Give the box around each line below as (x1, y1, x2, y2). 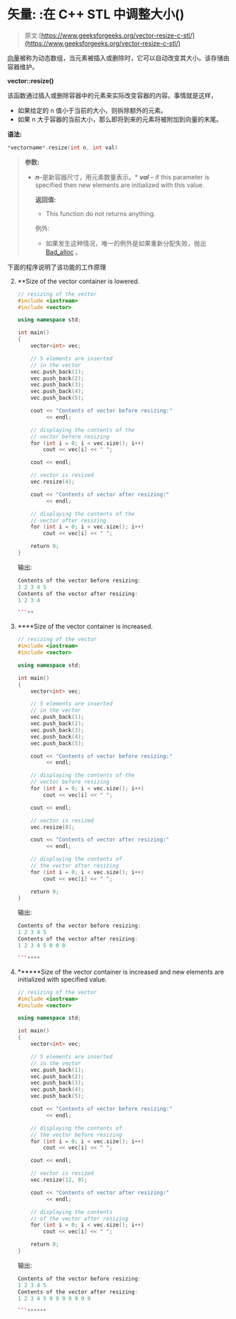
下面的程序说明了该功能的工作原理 (7, 263, 106, 271)
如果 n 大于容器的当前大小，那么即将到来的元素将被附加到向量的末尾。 (17, 114, 223, 124)
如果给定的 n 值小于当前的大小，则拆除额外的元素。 (17, 106, 167, 114)
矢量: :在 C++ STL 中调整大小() (7, 6, 185, 23)
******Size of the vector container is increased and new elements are (17, 967, 224, 976)
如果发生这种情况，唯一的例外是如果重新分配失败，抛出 (45, 239, 206, 247)
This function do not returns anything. (45, 209, 156, 217)
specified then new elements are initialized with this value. (35, 181, 204, 189)
